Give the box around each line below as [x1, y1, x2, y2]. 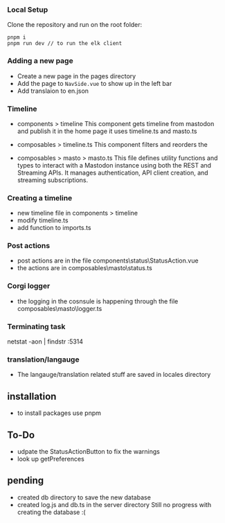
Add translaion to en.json [17, 87, 89, 95]
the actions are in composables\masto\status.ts [17, 264, 152, 272]
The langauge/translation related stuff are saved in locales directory [17, 371, 211, 379]
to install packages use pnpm [17, 409, 102, 417]
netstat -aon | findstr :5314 [7, 337, 84, 346]
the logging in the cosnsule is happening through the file [17, 296, 179, 305]
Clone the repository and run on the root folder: [7, 21, 143, 29]
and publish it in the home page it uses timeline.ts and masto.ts [17, 127, 197, 135]
